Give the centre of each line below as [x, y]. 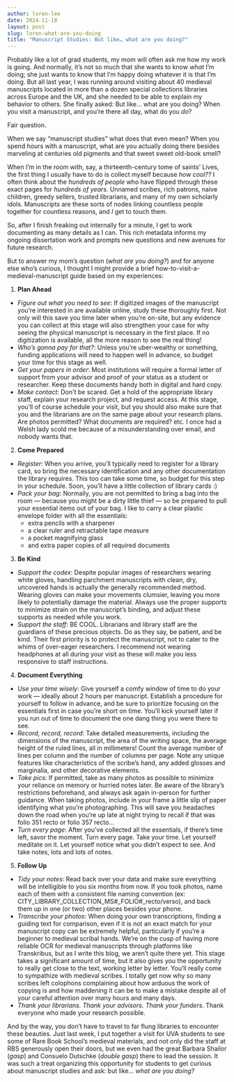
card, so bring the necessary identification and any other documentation [121, 471]
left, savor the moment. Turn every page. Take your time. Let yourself [117, 837]
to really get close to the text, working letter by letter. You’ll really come [119, 968]
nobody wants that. [45, 437]
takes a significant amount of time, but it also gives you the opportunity [119, 961]
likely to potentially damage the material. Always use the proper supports [122, 603]
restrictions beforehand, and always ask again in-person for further [114, 793]
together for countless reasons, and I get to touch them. [87, 212]
